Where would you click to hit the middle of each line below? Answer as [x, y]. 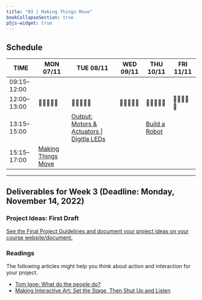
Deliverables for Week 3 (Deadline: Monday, [90, 191]
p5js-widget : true [29, 23]
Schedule [25, 47]
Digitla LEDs [88, 139]
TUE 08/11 [93, 68]
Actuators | [87, 132]
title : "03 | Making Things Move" [50, 12]
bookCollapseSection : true [40, 17]
